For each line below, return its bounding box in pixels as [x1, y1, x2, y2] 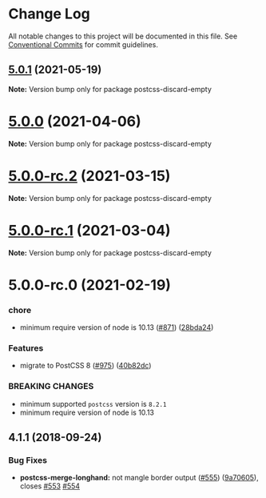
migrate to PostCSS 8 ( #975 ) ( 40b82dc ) [19, 361, 152, 371]
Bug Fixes [8, 454, 48, 465]
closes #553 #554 [19, 481, 81, 491]
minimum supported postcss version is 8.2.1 [19, 399, 167, 408]
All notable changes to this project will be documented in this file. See [8, 31, 238, 41]
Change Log [8, 5, 90, 23]
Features [8, 342, 44, 353]
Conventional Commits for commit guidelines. [8, 39, 158, 49]
